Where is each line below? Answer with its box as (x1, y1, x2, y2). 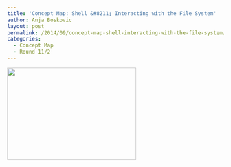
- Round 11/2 (13, 49, 51, 56)
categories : (7, 36, 41, 43)
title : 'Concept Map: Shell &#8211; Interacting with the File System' (7, 10, 217, 17)
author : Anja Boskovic (7, 16, 72, 23)
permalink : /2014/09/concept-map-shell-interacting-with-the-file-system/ (7, 29, 226, 36)
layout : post (7, 23, 45, 30)
